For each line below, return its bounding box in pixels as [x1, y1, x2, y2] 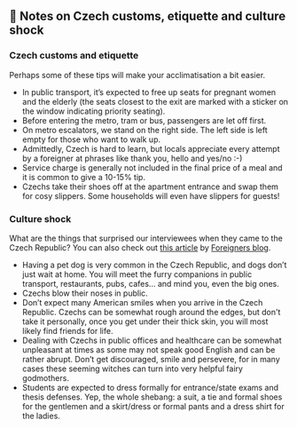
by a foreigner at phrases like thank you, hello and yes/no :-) [21, 153, 243, 163]
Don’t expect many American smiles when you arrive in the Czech [21, 297, 263, 307]
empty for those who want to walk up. [21, 134, 161, 145]
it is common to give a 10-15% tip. [21, 171, 146, 182]
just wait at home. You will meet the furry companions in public [21, 268, 253, 280]
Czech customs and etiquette [9, 50, 139, 62]
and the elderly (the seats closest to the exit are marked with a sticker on [21, 96, 289, 107]
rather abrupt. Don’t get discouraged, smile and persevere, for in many [21, 353, 281, 364]
